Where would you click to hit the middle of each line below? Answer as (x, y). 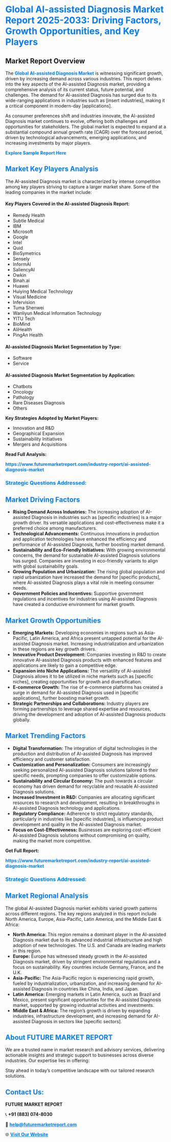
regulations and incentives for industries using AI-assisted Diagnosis (85, 599)
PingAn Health (28, 335)
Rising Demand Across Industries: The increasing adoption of (78, 512)
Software (22, 358)
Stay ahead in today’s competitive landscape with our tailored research (80, 1070)
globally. (21, 720)
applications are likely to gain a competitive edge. (65, 665)
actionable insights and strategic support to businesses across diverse (80, 1055)
